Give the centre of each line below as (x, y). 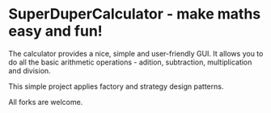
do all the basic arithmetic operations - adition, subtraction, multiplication (130, 62)
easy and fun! (55, 31)
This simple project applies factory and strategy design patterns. (116, 86)
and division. (30, 70)
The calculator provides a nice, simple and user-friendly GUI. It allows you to (136, 53)
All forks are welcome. (46, 102)
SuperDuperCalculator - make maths (135, 14)
